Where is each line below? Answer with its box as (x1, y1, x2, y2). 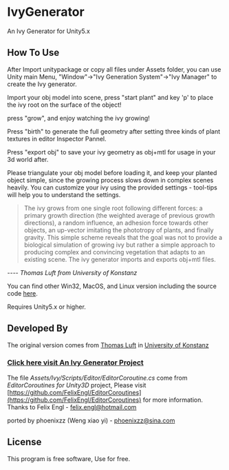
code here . (7, 289, 38, 297)
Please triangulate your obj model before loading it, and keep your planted (7, 168, 217, 176)
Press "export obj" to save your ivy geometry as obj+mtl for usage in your (7, 147, 216, 156)
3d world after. (7, 155, 49, 163)
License (7, 436, 42, 448)
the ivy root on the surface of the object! (7, 101, 122, 109)
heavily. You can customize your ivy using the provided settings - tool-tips (7, 183, 218, 192)
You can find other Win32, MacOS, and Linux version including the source (7, 282, 217, 290)
